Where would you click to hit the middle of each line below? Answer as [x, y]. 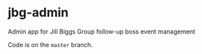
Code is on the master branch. [50, 44]
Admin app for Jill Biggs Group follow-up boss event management [102, 31]
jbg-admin [38, 13]
